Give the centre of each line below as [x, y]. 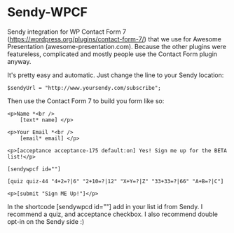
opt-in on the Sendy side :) [46, 221]
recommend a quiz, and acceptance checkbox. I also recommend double [113, 214]
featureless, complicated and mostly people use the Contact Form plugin [112, 54]
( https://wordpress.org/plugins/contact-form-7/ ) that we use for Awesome [115, 39]
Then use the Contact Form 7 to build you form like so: [86, 101]
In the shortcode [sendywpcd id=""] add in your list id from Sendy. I [105, 206]
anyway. [19, 61]
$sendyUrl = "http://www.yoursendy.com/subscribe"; [84, 88]
